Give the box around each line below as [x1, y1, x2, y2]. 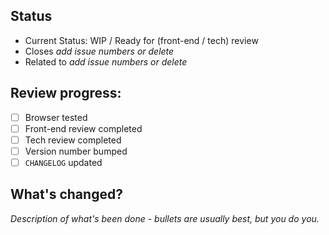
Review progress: [10, 85, 122, 102]
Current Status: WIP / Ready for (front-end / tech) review [24, 34, 259, 46]
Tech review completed [24, 134, 122, 146]
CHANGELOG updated [24, 156, 103, 168]
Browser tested [24, 111, 88, 123]
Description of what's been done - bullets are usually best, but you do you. [10, 212, 320, 224]
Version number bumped [24, 145, 128, 157]
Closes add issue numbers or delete [24, 45, 175, 57]
